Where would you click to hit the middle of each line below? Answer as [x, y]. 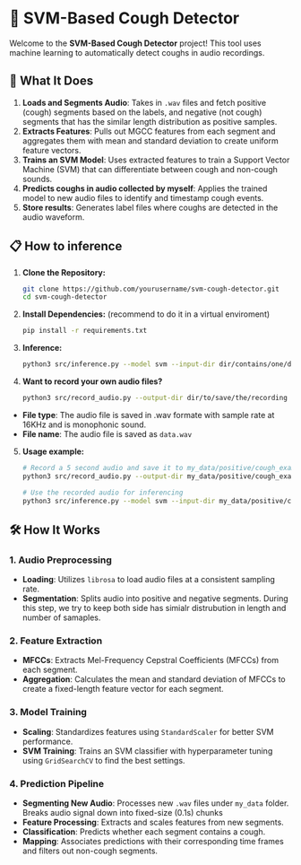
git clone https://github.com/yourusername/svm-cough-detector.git [150, 289]
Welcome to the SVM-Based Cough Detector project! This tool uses [135, 43]
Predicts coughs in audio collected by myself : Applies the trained [145, 188]
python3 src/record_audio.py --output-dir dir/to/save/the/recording [155, 398]
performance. [47, 741]
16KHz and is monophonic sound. [84, 424]
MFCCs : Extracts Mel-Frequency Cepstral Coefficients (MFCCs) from [150, 660]
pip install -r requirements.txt [85, 331]
